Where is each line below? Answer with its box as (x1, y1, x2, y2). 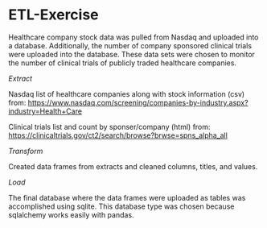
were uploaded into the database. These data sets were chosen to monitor (8, 49, 256, 59)
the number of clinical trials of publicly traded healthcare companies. (8, 58, 237, 68)
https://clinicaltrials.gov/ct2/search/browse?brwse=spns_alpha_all (8, 131, 228, 140)
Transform (8, 146, 43, 155)
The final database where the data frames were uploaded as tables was (8, 193, 246, 202)
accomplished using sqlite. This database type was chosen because (8, 201, 235, 211)
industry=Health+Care (8, 106, 83, 116)
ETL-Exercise (8, 6, 99, 24)
